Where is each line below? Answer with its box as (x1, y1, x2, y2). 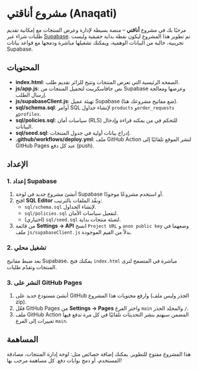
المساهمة (7, 335, 38, 345)
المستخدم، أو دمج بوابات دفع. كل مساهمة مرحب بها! (7, 356, 123, 364)
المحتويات (7, 63, 40, 73)
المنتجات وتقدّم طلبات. (7, 263, 57, 270)
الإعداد (7, 159, 29, 169)
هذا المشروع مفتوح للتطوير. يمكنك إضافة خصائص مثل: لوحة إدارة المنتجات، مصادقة (7, 350, 191, 357)
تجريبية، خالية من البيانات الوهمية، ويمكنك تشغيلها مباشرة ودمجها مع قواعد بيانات (7, 39, 184, 46)
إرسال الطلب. (15, 91, 47, 98)
